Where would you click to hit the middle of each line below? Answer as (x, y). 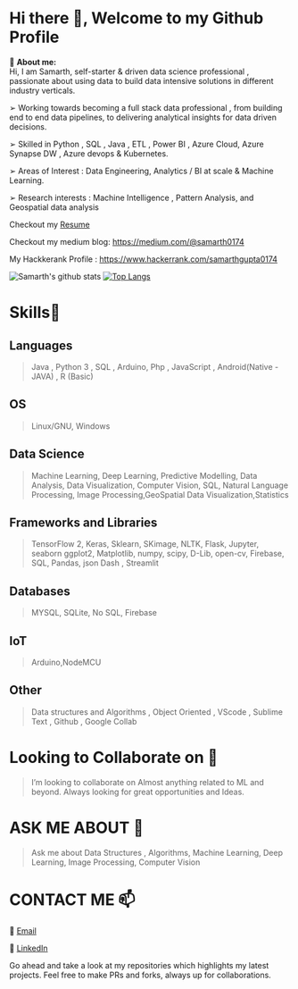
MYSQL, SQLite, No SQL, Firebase (94, 613)
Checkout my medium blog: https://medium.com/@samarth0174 (127, 241)
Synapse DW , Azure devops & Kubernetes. (89, 153)
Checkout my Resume (50, 224)
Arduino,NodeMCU (66, 662)
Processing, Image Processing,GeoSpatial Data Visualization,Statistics (160, 494)
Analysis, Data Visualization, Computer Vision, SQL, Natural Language (159, 485)
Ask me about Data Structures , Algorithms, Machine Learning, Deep (157, 852)
